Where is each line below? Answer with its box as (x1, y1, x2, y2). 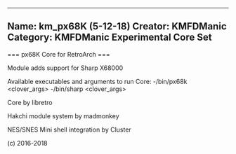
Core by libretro (7, 98, 53, 106)
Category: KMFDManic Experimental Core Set (7, 31, 212, 43)
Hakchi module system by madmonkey (7, 111, 119, 120)
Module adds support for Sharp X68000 (7, 64, 124, 72)
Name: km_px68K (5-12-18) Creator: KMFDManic (7, 20, 227, 32)
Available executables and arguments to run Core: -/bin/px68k (7, 77, 188, 85)
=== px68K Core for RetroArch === (7, 50, 110, 58)
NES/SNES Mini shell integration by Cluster (7, 125, 131, 134)
